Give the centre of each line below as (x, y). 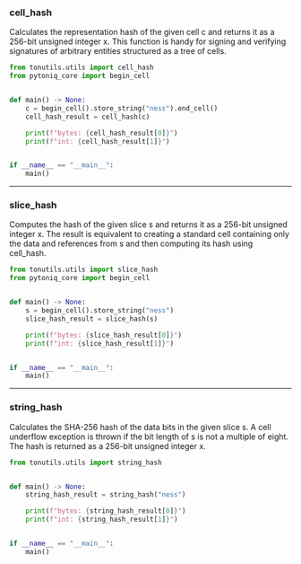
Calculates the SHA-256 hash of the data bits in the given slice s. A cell (140, 427)
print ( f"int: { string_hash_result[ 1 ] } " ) (102, 520)
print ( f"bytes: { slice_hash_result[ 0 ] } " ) (103, 335)
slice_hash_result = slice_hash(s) (92, 319)
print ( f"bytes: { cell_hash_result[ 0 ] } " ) (102, 133)
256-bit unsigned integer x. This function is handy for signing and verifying (148, 41)
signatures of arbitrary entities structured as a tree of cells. (118, 51)
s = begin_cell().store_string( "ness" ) (100, 311)
